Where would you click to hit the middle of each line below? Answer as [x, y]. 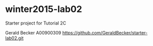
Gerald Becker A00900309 [33, 32]
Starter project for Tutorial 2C [36, 23]
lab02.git [14, 38]
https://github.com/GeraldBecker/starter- [105, 32]
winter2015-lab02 [44, 9]
